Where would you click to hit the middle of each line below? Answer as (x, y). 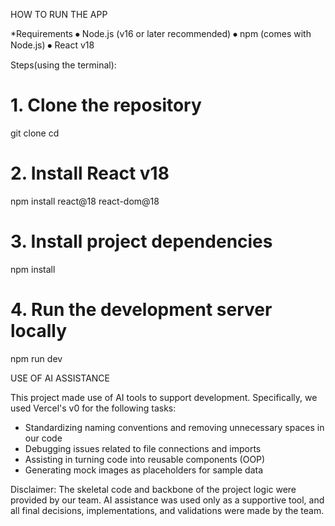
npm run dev (36, 358)
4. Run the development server (141, 310)
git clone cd (35, 133)
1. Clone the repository (106, 105)
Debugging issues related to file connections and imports (143, 448)
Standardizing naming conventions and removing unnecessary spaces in (174, 427)
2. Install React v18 (90, 173)
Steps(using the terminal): (63, 65)
